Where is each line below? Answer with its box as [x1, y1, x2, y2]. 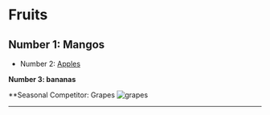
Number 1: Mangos [8, 38, 105, 51]
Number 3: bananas [8, 75, 76, 84]
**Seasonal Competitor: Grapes [8, 90, 115, 100]
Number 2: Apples [19, 59, 81, 68]
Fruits [8, 6, 48, 24]
